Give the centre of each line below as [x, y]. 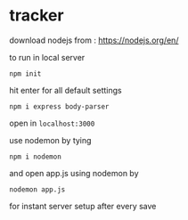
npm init [25, 73]
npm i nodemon [36, 157]
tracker [37, 16]
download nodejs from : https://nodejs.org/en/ [94, 40]
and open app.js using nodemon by [74, 173]
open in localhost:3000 [52, 123]
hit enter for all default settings [65, 90]
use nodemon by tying [50, 140]
